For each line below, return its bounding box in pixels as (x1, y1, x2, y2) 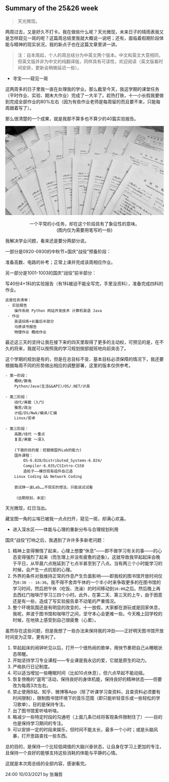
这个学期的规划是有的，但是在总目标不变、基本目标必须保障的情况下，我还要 (5, 356, 164, 362)
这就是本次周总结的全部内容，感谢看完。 (5, 760, 89, 767)
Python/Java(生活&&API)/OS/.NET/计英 (14, 384, 91, 389)
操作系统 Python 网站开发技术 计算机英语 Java (14, 308, 102, 314)
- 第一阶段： (5, 373, 29, 378)
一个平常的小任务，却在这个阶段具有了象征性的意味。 (29, 221, 140, 227)
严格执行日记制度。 (12, 664, 53, 670)
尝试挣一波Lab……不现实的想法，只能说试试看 (14, 484, 93, 490)
